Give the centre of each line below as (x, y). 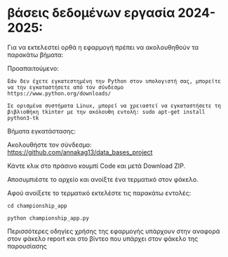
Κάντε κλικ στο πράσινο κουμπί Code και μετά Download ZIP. (96, 166)
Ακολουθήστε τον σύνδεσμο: (50, 145)
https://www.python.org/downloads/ (59, 93)
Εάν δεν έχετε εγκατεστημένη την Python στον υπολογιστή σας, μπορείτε (114, 81)
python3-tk (23, 118)
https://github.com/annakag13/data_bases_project (80, 152)
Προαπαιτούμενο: (33, 68)
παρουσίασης (27, 246)
